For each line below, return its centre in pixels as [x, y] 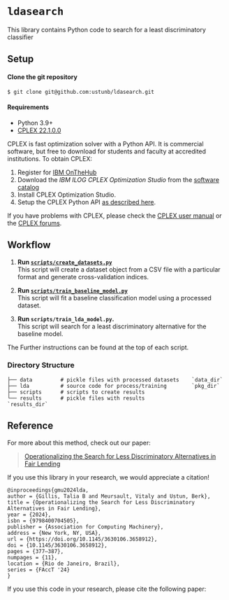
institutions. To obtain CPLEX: [50, 158]
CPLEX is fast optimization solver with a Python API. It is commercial [105, 144]
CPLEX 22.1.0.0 [39, 130]
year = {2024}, [29, 515]
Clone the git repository [43, 77]
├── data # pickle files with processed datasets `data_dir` [115, 379]
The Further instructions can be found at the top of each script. [98, 347]
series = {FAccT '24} [39, 570]
